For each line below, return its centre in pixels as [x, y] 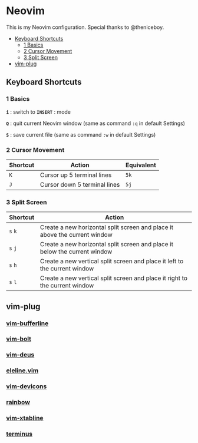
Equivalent [141, 165]
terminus [19, 434]
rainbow [18, 402]
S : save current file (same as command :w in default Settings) [81, 134]
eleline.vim [22, 371]
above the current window [77, 235]
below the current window [76, 252]
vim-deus [20, 355]
